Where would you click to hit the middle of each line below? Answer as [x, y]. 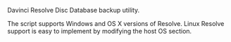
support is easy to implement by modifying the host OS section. [100, 31]
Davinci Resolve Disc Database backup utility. [74, 10]
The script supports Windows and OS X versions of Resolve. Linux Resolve [116, 23]
